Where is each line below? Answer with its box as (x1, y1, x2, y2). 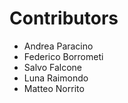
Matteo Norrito (23, 82, 85, 94)
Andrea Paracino (23, 40, 94, 52)
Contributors (9, 7, 119, 30)
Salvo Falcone (23, 61, 83, 73)
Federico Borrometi (23, 50, 104, 62)
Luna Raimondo (23, 72, 89, 84)
